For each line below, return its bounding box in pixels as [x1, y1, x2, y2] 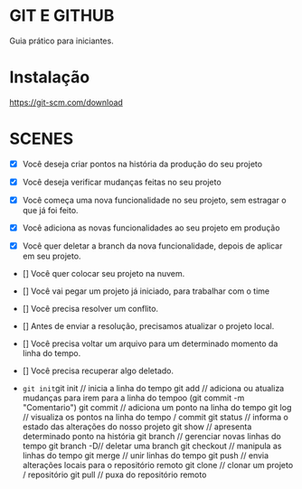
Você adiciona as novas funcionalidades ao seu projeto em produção [22, 222, 280, 233]
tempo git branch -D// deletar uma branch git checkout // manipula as [22, 440, 282, 452]
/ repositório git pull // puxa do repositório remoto [22, 469, 207, 480]
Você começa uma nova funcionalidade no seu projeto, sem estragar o [22, 194, 287, 205]
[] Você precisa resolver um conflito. [22, 304, 159, 315]
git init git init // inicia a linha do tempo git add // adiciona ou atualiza [22, 383, 285, 394]
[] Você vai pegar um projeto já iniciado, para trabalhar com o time [22, 286, 269, 296]
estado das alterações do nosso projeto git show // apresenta [22, 421, 252, 432]
